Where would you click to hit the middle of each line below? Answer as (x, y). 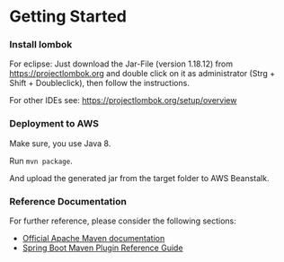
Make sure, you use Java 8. (60, 143)
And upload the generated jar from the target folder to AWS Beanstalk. (139, 178)
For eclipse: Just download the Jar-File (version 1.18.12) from (121, 64)
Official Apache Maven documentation (93, 239)
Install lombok (41, 45)
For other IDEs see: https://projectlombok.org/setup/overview (123, 100)
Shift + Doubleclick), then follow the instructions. (100, 83)
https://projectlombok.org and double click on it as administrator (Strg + (142, 74)
